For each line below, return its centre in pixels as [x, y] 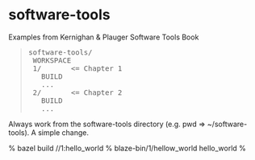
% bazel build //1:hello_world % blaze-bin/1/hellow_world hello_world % [127, 148]
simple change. [63, 132]
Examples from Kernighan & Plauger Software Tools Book [104, 37]
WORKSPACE [52, 60]
